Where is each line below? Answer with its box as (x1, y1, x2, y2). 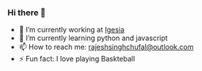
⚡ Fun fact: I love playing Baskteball (18, 54, 135, 64)
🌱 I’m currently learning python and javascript (18, 33, 168, 43)
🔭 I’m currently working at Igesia (18, 25, 124, 35)
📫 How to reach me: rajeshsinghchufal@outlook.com (18, 43, 194, 52)
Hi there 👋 (7, 7, 47, 18)
